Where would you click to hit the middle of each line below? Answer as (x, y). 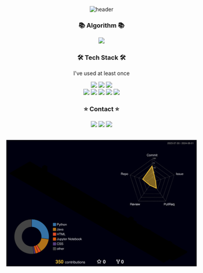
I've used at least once (101, 73)
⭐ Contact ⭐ (101, 109)
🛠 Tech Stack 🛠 (101, 58)
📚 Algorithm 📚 (101, 25)
